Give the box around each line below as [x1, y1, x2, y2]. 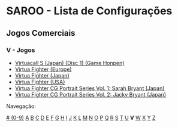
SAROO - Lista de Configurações [6, 4, 173, 18]
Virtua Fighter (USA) [14, 78, 65, 85]
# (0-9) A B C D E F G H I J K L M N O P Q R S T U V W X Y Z [6, 114, 156, 121]
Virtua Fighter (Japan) [14, 72, 70, 79]
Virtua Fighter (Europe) [14, 66, 72, 73]
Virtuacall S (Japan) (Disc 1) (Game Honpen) [14, 59, 125, 66]
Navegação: [6, 103, 36, 110]
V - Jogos [6, 46, 35, 54]
